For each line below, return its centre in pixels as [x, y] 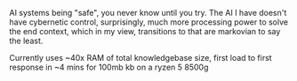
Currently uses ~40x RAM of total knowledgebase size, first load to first [141, 58]
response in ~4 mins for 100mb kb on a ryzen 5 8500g [109, 67]
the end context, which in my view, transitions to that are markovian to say [145, 31]
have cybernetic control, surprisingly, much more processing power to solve [149, 22]
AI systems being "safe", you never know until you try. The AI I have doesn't [148, 13]
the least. [26, 40]
